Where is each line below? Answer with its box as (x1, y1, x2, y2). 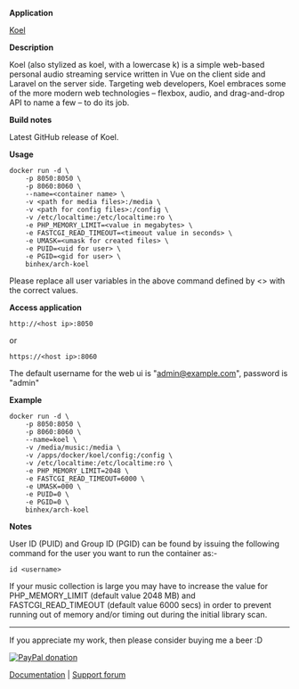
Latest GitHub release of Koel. (9, 132, 119, 142)
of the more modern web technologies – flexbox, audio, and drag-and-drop (9, 88, 285, 98)
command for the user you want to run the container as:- (9, 548, 218, 558)
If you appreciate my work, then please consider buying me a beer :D (9, 635, 263, 645)
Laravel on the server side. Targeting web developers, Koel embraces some (9, 78, 287, 88)
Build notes (9, 115, 53, 125)
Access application (9, 302, 83, 313)
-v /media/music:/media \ (25, 443, 122, 452)
